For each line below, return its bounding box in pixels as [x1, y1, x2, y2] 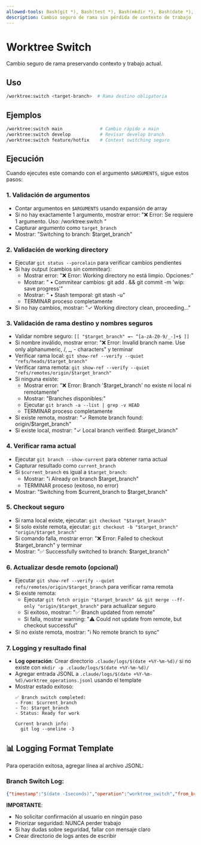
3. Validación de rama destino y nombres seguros [6, 319, 153, 327]
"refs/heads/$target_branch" [14, 358, 88, 365]
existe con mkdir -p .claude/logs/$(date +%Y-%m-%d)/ [14, 664, 150, 671]
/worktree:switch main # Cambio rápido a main [6, 125, 160, 132]
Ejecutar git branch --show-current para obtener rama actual [14, 456, 167, 463]
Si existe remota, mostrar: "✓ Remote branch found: [14, 414, 144, 421]
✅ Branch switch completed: [14, 694, 86, 701]
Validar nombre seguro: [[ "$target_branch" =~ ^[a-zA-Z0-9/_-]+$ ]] [14, 332, 190, 340]
